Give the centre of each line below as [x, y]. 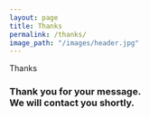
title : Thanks [36, 26]
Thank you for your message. [75, 92]
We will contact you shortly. [72, 103]
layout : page [34, 18]
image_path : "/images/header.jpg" [75, 43]
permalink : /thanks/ [48, 34]
